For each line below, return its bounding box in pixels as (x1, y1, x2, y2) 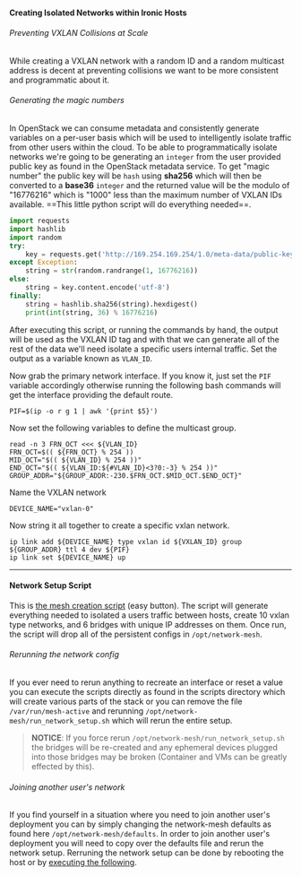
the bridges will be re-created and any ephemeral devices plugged (30, 742, 278, 752)
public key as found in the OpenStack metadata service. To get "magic (9, 161, 271, 171)
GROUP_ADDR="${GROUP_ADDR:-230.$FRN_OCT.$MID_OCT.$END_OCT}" (9, 471, 243, 480)
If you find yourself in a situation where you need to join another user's (9, 810, 271, 820)
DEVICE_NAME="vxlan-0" (9, 504, 94, 513)
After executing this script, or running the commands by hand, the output (9, 324, 279, 335)
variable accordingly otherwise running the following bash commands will (9, 379, 281, 390)
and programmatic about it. (9, 74, 110, 85)
